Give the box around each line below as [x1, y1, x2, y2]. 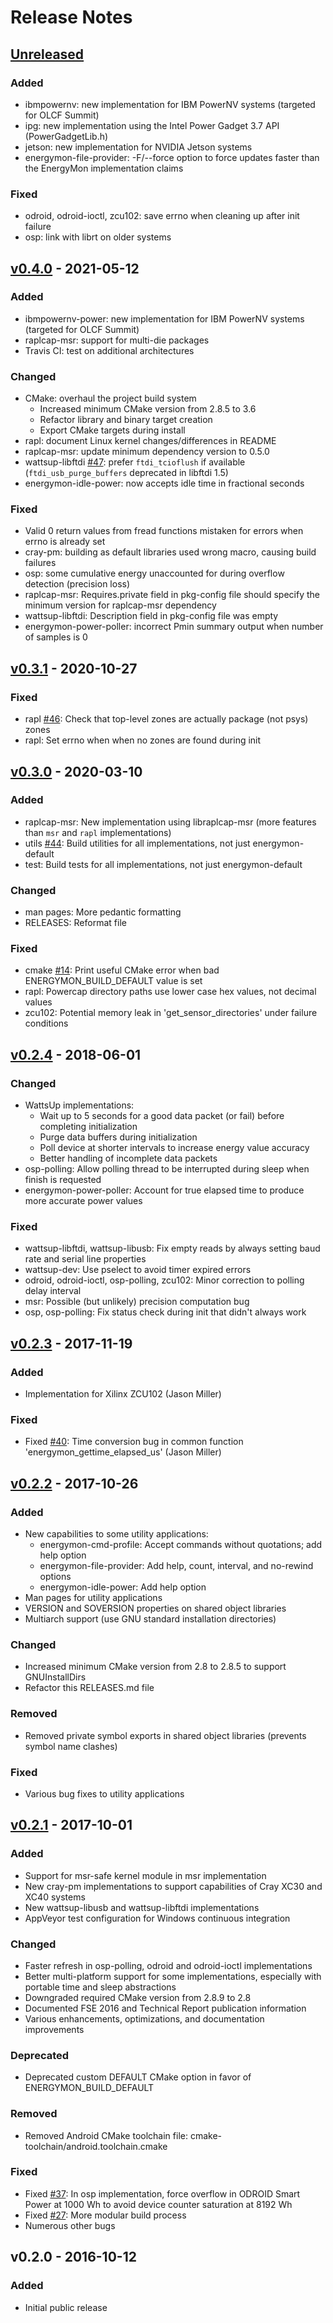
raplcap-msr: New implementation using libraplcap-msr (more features [24, 816, 317, 828]
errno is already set [24, 536, 106, 548]
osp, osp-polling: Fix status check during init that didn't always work [24, 1306, 307, 1318]
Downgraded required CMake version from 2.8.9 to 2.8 [24, 1991, 252, 2003]
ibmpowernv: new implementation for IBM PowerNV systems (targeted [24, 98, 316, 110]
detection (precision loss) [24, 578, 131, 590]
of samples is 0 [24, 631, 88, 643]
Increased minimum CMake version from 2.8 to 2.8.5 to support [24, 1661, 287, 1673]
